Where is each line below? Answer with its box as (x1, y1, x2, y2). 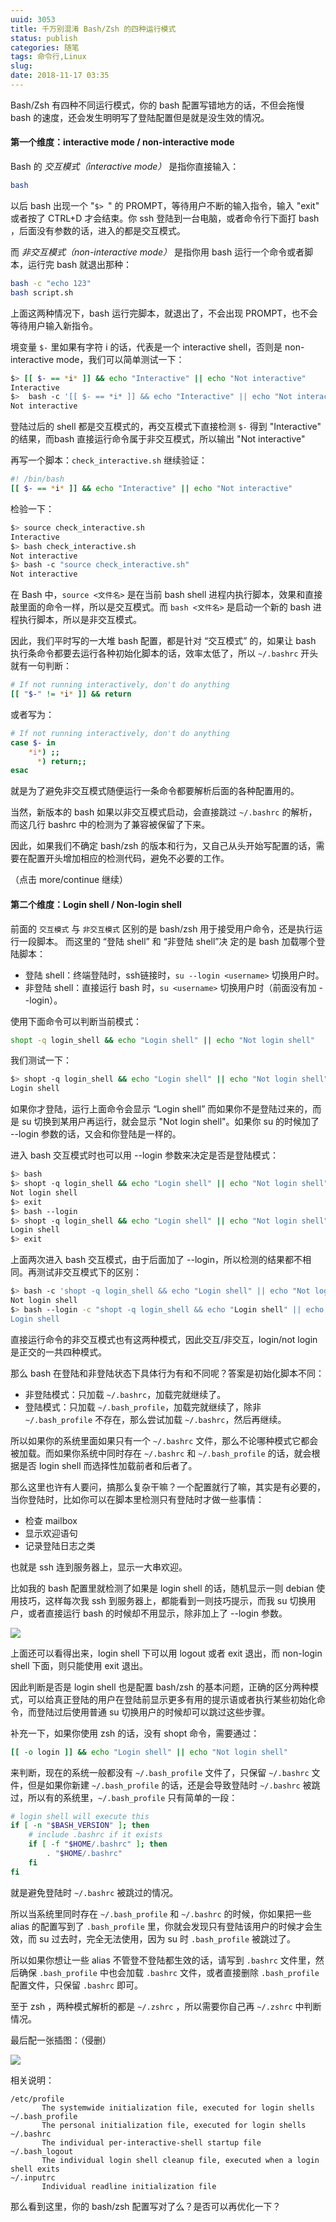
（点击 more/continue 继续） (10, 874, 129, 886)
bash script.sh (10, 287, 74, 298)
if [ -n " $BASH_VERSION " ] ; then (10, 1821, 150, 1831)
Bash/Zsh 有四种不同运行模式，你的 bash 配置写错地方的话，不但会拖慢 (10, 99, 305, 111)
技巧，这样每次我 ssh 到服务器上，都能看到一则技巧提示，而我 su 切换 (18, 1594, 308, 1606)
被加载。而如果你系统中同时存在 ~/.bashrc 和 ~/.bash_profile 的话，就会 (10, 1447, 312, 1459)
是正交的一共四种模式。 (10, 1346, 107, 1358)
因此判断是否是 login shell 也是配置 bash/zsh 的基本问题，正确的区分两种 (10, 1681, 311, 1693)
